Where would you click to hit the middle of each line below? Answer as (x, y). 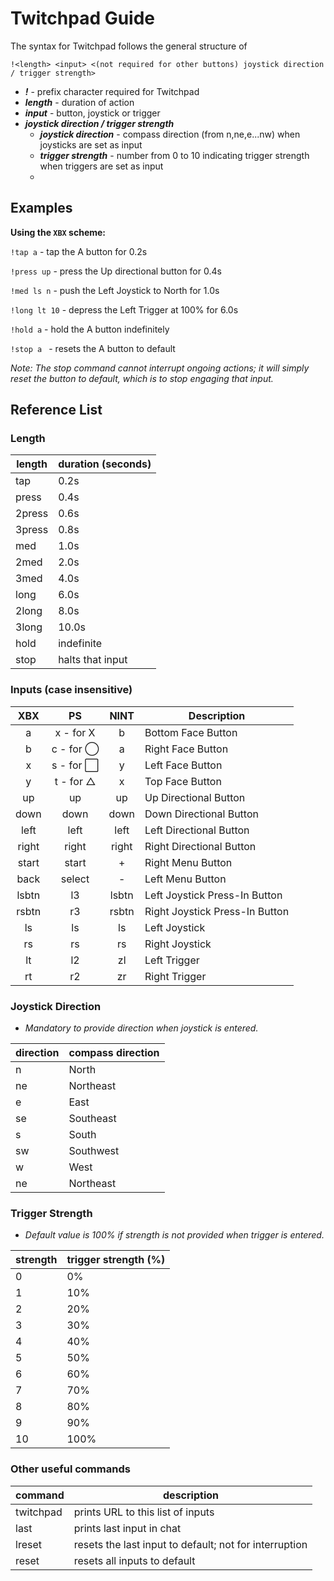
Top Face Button (183, 781)
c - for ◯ (75, 749)
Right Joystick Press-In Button (217, 911)
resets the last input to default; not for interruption (190, 1544)
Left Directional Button (197, 830)
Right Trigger (175, 976)
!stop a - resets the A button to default (93, 348)
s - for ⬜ (75, 765)
